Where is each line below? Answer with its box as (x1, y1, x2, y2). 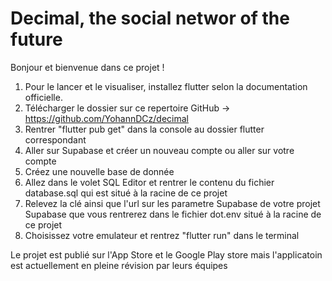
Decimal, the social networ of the (10, 7, 290, 30)
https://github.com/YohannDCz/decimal (24, 112, 189, 124)
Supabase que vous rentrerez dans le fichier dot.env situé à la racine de (24, 208, 322, 220)
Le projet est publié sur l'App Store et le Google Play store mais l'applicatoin (10, 248, 323, 261)
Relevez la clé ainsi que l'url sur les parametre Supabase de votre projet (24, 197, 321, 209)
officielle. (24, 91, 63, 103)
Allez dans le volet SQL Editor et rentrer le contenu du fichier (24, 176, 275, 188)
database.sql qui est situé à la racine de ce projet (24, 187, 228, 199)
